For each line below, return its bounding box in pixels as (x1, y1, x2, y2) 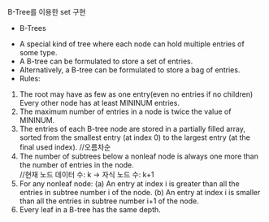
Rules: (19, 74, 41, 83)
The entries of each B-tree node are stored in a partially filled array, (19, 124, 245, 133)
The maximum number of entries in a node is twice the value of (19, 107, 232, 116)
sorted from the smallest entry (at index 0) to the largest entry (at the (19, 133, 251, 142)
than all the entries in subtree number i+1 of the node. (19, 196, 200, 206)
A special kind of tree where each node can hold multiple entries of (19, 39, 245, 49)
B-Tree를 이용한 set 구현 (7, 7, 86, 16)
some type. (19, 48, 58, 57)
